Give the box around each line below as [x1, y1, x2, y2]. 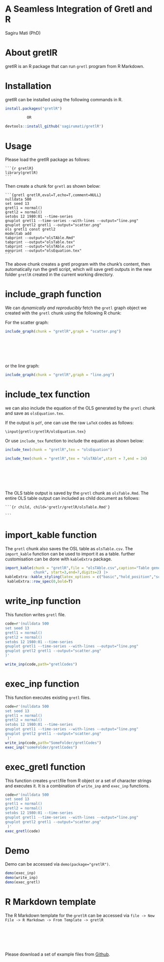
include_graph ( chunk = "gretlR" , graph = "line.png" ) [5, 373, 115, 378]
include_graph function [5, 289, 102, 300]
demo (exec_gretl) [5, 880, 41, 885]
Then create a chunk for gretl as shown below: [5, 183, 101, 189]
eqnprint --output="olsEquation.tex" [5, 248, 82, 253]
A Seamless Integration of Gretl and [5, 3, 153, 15]
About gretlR [5, 47, 58, 58]
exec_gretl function [5, 761, 85, 772]
